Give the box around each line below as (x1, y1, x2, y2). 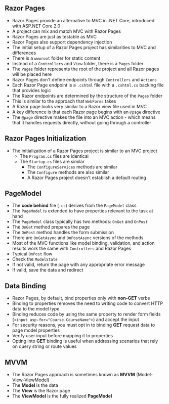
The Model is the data (12, 382, 59, 388)
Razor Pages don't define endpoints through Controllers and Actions (12, 76, 157, 82)
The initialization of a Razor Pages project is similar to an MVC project (12, 148, 157, 154)
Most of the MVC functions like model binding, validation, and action (12, 240, 155, 246)
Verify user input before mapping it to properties (12, 333, 113, 339)
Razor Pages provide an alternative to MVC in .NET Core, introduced (12, 17, 155, 23)
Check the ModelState (12, 256, 58, 262)
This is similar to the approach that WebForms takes (12, 98, 116, 104)
